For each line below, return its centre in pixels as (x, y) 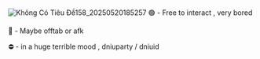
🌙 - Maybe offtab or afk (46, 31)
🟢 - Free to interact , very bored (200, 13)
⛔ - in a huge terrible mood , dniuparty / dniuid (84, 46)
